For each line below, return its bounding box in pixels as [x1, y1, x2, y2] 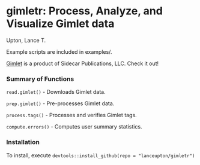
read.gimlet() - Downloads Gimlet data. [6, 88, 106, 96]
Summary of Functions [6, 75, 74, 83]
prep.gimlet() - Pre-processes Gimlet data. [6, 100, 115, 107]
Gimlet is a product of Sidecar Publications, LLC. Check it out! [6, 60, 159, 67]
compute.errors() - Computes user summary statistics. [6, 123, 142, 130]
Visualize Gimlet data [6, 17, 115, 30]
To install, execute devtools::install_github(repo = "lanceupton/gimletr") [6, 151, 195, 159]
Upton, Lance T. [6, 36, 46, 44]
